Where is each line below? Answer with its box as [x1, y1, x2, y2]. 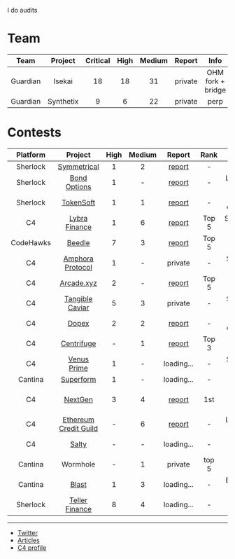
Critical [85, 55, 111, 65]
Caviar [67, 303, 90, 312]
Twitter [17, 528, 38, 537]
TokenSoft [62, 198, 96, 207]
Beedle [66, 237, 90, 247]
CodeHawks [10, 237, 51, 247]
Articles [17, 536, 40, 544]
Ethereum [62, 415, 94, 425]
